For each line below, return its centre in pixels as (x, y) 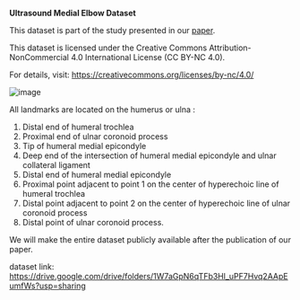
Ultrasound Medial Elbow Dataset (73, 13)
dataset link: (32, 267)
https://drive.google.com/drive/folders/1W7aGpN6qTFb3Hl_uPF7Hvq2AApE (149, 276)
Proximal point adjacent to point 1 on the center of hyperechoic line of (150, 184)
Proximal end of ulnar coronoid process (95, 137)
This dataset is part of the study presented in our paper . (112, 30)
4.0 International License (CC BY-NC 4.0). (148, 57)
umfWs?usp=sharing (48, 286)
